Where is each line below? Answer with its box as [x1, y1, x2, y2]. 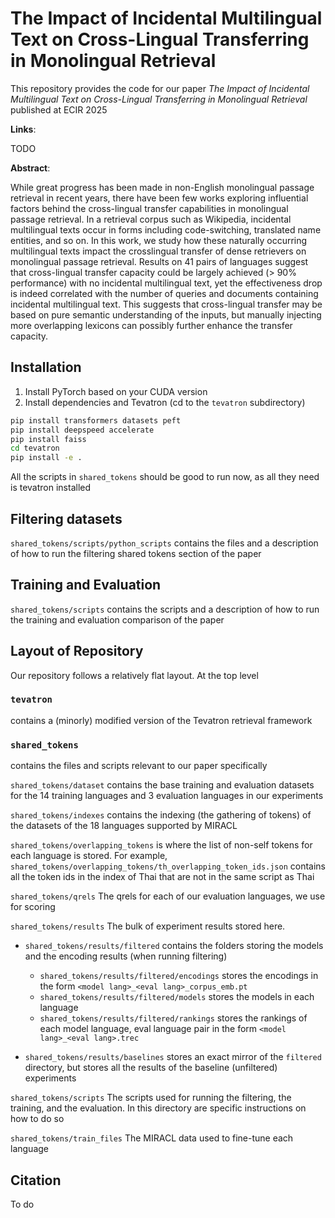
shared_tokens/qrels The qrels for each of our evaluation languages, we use [10, 890, 326, 902]
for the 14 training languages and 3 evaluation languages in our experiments [10, 790, 324, 802]
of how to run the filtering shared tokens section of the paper [10, 547, 262, 559]
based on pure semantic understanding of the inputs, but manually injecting [10, 308, 322, 321]
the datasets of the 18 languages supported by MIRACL [10, 820, 238, 832]
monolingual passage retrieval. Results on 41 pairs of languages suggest [10, 255, 309, 267]
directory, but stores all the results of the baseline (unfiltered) [24, 1062, 278, 1074]
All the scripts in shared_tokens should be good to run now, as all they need [10, 471, 320, 483]
